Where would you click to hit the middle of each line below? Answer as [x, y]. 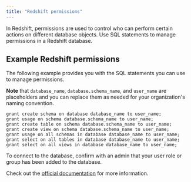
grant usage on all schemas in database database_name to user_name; [93, 135]
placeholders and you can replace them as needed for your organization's [96, 97]
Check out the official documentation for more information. [77, 173]
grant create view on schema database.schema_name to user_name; [88, 130]
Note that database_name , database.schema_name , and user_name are [86, 91]
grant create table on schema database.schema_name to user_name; [89, 124]
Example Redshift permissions [63, 59]
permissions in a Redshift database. [49, 41]
